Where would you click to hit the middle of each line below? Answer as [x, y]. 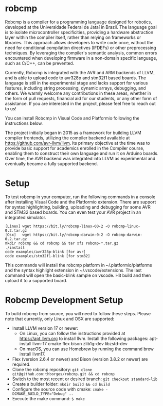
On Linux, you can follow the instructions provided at [72, 333]
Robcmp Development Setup [64, 300]
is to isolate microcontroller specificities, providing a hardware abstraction [79, 32]
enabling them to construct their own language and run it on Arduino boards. [82, 153]
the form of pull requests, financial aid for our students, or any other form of [81, 98]
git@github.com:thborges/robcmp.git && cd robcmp [63, 374]
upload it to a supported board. [36, 280]
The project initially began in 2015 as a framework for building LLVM [73, 133]
